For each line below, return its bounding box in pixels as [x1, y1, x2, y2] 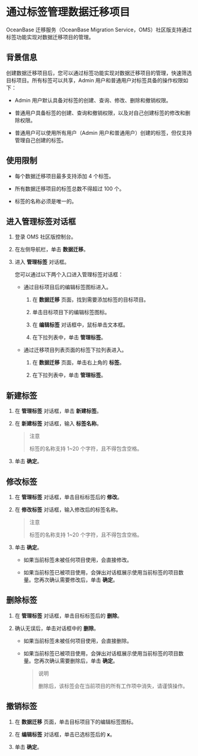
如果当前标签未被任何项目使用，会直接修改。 [23, 557, 133, 563]
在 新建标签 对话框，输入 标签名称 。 [14, 420, 102, 427]
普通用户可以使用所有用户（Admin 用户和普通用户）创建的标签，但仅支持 [14, 129, 192, 136]
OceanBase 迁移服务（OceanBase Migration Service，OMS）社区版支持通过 [6, 26, 193, 33]
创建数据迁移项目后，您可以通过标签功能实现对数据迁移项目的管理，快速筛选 [6, 69, 192, 76]
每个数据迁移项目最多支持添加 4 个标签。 [14, 172, 114, 179]
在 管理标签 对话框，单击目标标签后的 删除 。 [14, 612, 123, 619]
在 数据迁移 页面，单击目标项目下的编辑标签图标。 [14, 718, 137, 725]
